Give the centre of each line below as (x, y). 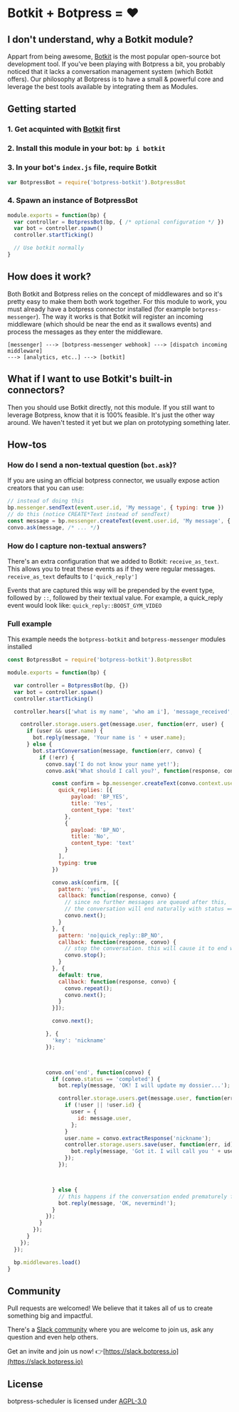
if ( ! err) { (57, 757)
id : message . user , (105, 1118)
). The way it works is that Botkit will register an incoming (120, 316)
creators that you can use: (46, 488)
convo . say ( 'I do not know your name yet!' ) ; (112, 764)
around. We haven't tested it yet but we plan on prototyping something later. (119, 422)
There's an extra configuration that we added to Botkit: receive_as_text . (113, 561)
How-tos (27, 444)
